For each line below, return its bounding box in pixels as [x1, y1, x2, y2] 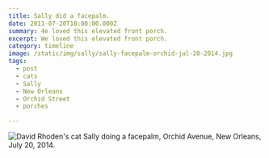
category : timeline [8, 42, 74, 50]
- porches [15, 102, 48, 110]
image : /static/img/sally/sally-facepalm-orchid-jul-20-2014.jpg [8, 49, 233, 58]
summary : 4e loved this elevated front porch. [8, 27, 168, 35]
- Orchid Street [15, 95, 70, 103]
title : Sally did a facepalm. [8, 11, 111, 20]
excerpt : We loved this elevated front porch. [8, 34, 168, 43]
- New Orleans [15, 87, 63, 96]
